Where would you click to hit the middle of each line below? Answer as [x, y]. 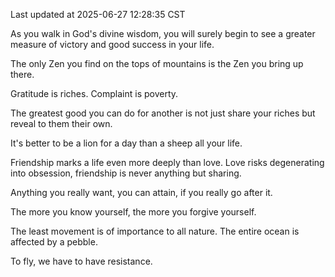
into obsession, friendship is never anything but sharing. [126, 173]
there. [22, 74]
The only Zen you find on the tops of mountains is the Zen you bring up [157, 63]
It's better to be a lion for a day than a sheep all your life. [126, 143]
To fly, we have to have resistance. [81, 261]
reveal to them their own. [61, 123]
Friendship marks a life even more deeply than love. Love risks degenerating [167, 162]
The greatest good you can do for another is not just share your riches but [163, 113]
